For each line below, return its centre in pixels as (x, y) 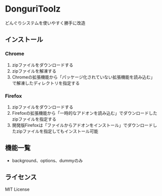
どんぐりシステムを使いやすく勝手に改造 (45, 23)
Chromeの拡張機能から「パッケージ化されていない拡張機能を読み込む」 (83, 77)
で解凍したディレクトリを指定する (46, 83)
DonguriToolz (33, 9)
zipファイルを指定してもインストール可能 (57, 131)
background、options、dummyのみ (47, 160)
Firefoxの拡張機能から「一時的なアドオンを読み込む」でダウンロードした (85, 113)
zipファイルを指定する (34, 119)
